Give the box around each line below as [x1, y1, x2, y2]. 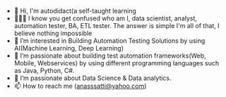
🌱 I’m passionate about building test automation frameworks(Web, [13, 51, 206, 60]
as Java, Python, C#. [13, 67, 75, 75]
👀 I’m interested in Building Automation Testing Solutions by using [13, 37, 206, 45]
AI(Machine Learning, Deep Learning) [13, 44, 124, 52]
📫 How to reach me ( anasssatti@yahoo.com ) [13, 82, 147, 90]
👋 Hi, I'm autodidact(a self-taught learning [13, 7, 136, 15]
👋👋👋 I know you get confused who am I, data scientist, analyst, [13, 14, 198, 22]
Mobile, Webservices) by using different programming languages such [13, 59, 220, 67]
